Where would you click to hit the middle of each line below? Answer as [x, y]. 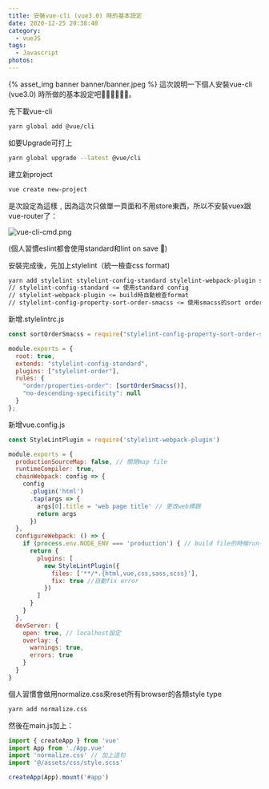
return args [57, 513]
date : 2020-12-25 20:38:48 [53, 23]
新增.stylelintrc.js [36, 319]
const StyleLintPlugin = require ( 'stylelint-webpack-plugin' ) [114, 440]
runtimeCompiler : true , [55, 469]
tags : [17, 46]
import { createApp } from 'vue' [64, 741]
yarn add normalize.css [48, 709]
